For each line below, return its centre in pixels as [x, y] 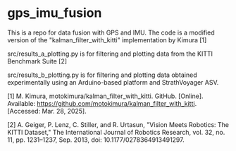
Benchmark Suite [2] [37, 61]
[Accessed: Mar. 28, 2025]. [47, 111]
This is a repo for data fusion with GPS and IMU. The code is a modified [111, 32]
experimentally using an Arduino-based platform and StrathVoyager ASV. [113, 82]
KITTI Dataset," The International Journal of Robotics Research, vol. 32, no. [116, 132]
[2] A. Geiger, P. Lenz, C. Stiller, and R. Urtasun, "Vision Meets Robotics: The [118, 124]
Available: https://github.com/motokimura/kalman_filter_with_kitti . [102, 103]
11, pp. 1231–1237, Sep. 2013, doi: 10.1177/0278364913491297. [96, 140]
